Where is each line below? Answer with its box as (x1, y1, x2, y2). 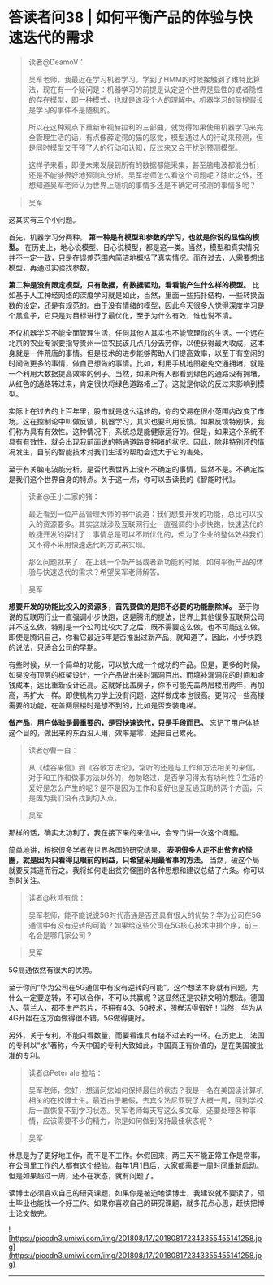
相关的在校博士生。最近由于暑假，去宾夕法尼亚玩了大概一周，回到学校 (28, 1095, 264, 1105)
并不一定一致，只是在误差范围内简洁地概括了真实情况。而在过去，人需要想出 (8, 252, 265, 262)
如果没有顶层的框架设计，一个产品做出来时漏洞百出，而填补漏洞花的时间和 (8, 669, 258, 679)
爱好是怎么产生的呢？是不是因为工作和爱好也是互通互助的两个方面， (28, 783, 257, 792)
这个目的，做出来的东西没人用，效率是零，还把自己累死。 (8, 727, 201, 738)
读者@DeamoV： (28, 57, 86, 67)
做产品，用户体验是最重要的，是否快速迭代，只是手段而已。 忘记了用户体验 (8, 717, 260, 727)
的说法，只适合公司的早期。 (8, 642, 102, 652)
